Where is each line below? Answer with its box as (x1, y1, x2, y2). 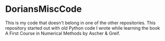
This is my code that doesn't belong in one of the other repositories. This (5, 20, 156, 26)
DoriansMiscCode (5, 3, 82, 15)
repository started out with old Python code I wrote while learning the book (5, 25, 160, 31)
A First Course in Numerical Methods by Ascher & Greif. (5, 30, 120, 36)
